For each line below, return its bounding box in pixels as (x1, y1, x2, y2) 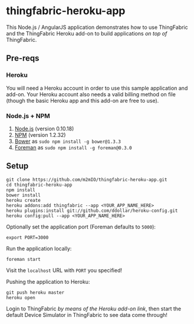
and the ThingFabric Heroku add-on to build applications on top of (6, 30, 167, 37)
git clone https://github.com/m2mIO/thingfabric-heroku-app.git (6, 176, 167, 182)
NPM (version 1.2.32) (14, 131, 66, 138)
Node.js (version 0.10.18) (14, 125, 74, 132)
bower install (6, 192, 41, 198)
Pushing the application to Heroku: (6, 278, 90, 285)
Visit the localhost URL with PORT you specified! (6, 267, 123, 274)
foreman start (6, 256, 41, 262)
